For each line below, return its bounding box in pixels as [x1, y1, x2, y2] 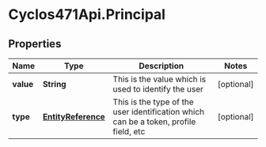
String [42, 79, 66, 89]
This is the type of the [112, 96, 194, 107]
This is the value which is [112, 73, 207, 85]
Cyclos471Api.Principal [8, 6, 166, 24]
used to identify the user [112, 84, 203, 94]
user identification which [112, 107, 205, 117]
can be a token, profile [112, 116, 196, 127]
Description [139, 61, 184, 71]
